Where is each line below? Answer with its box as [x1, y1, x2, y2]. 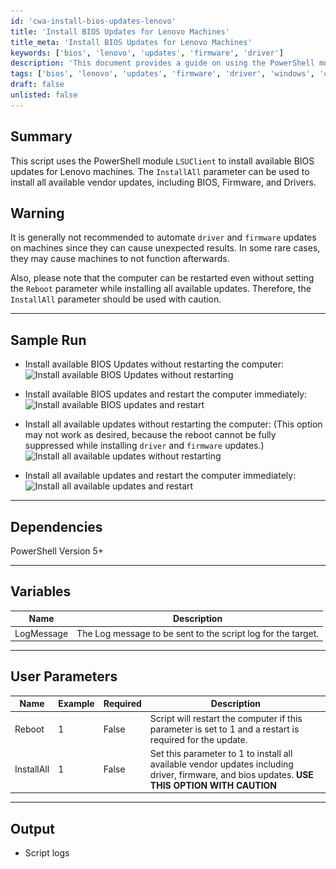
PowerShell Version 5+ [10, 545, 105, 557]
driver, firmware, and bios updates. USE [149, 768, 314, 780]
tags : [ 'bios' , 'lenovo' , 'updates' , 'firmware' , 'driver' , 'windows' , [10, 69, 316, 79]
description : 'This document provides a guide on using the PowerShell [10, 58, 315, 69]
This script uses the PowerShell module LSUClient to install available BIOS [10, 155, 315, 167]
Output [10, 820, 55, 837]
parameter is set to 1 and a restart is [149, 723, 300, 735]
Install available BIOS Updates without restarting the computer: [24, 358, 284, 370]
